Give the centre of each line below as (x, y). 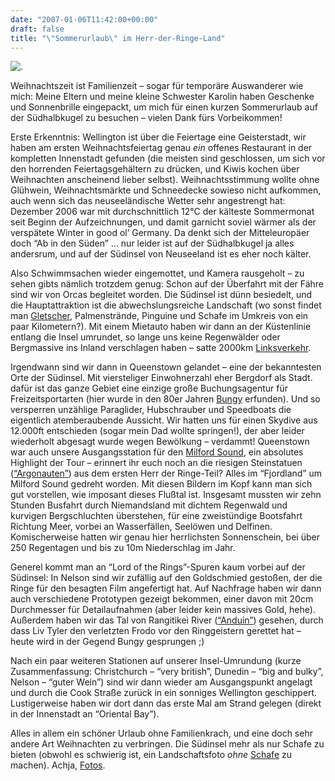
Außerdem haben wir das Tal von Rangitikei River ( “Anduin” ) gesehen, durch (167, 620)
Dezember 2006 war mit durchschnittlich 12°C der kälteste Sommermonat (162, 212)
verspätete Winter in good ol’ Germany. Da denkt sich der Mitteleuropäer (160, 233)
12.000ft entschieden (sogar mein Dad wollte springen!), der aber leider (157, 431)
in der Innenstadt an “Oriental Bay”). (85, 714)
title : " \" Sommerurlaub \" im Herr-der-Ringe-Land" (118, 38)
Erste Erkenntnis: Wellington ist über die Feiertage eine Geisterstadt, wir (158, 137)
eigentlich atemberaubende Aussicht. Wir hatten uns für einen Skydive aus (164, 420)
